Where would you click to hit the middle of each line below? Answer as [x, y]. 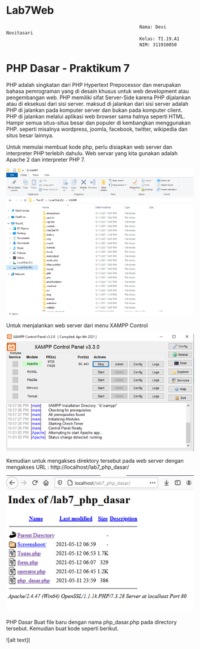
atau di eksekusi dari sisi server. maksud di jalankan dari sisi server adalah [97, 104]
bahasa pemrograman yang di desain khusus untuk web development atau [98, 91]
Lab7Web [30, 10]
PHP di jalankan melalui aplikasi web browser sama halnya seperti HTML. [96, 116]
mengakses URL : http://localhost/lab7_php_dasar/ [68, 467]
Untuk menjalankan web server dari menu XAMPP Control [77, 325]
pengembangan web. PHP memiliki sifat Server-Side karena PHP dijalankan [99, 97]
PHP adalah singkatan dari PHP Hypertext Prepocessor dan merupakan [94, 84]
